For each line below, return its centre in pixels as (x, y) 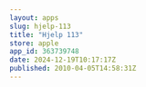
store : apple (34, 43)
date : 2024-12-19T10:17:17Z (63, 60)
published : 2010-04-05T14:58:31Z (73, 69)
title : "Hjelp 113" (47, 34)
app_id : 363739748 (44, 52)
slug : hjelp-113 (40, 26)
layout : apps (34, 18)
